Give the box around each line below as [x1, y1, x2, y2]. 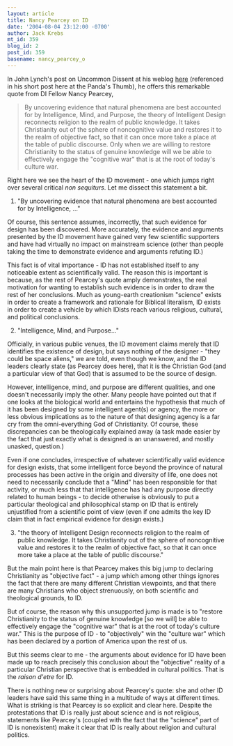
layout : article [7, 10, 54, 17]
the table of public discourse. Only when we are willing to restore [24, 140, 211, 149]
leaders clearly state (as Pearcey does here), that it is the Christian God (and [7, 362, 227, 370]
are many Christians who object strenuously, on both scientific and [7, 586, 199, 595]
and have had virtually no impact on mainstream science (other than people [7, 240, 224, 248]
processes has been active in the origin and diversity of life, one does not [7, 470, 218, 478]
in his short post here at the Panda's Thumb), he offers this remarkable [7, 82, 210, 91]
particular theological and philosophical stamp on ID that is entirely [7, 500, 199, 508]
